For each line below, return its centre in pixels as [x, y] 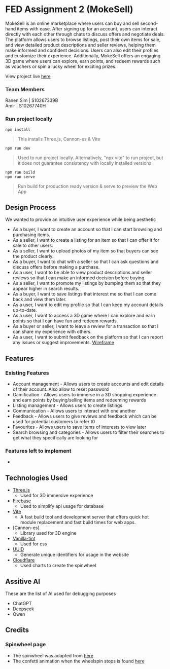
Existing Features [27, 373]
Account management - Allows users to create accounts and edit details [88, 384]
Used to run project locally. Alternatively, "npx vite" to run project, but [90, 158]
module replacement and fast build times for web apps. [78, 523]
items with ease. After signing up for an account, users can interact [87, 28]
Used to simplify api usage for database [62, 506]
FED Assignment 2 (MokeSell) [69, 9]
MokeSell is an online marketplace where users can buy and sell [72, 23]
